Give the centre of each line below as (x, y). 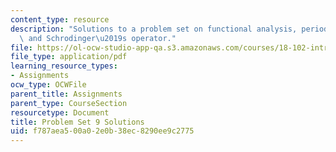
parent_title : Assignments (66, 94)
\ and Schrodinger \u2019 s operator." (98, 38)
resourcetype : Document (60, 112)
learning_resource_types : (64, 66)
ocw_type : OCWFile (48, 85)
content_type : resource (60, 19)
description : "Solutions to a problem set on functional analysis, (154, 29)
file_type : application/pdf (69, 57)
